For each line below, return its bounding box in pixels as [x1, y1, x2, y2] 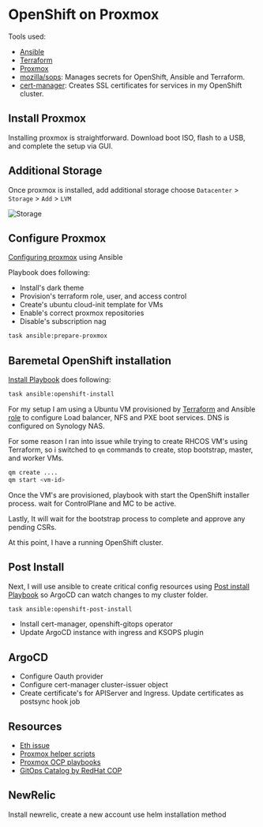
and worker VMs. [8, 453, 65, 463]
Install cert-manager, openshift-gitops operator [19, 619, 174, 629]
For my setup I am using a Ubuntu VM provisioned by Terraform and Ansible [8, 404, 256, 414]
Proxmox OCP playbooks [19, 757, 101, 767]
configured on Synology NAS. [8, 421, 105, 430]
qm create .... [8, 468, 58, 476]
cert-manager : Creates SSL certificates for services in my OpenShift [19, 81, 242, 90]
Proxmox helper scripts [19, 749, 96, 758]
